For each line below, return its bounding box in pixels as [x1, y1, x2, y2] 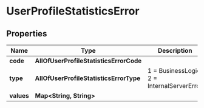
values [9, 92, 29, 100]
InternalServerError [148, 82, 203, 90]
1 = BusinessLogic [148, 67, 201, 75]
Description [157, 47, 192, 55]
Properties [6, 29, 47, 39]
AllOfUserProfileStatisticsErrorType [35, 74, 141, 83]
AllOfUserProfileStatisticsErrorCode [35, 56, 142, 65]
